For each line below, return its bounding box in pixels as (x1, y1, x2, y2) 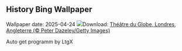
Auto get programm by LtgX (6, 38, 73, 45)
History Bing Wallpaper (6, 5, 92, 14)
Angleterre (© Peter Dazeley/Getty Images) (6, 27, 111, 34)
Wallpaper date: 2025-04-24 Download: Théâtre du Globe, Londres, (6, 20, 177, 28)
